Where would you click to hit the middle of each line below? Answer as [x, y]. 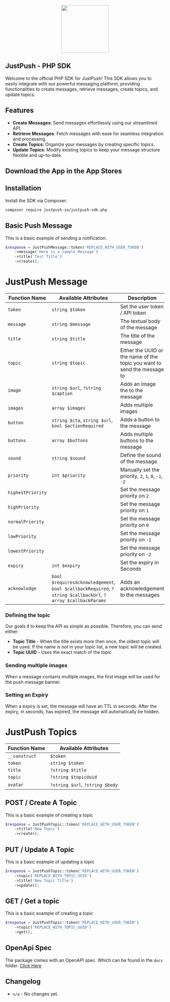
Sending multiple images [36, 666]
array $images [69, 408]
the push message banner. [33, 682]
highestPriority [27, 492]
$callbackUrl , [86, 594]
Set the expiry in [140, 562]
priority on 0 [135, 525]
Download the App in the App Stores [64, 171]
